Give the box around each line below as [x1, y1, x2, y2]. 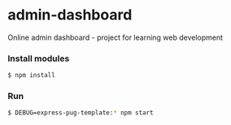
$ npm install [7, 71, 56, 80]
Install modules [7, 53, 70, 64]
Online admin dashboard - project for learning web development [7, 32, 224, 42]
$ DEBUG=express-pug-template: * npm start [7, 109, 154, 117]
